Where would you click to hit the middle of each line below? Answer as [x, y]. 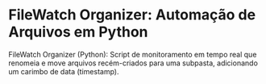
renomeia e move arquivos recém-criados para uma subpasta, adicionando [133, 63]
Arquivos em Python [78, 32]
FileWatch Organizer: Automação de [132, 15]
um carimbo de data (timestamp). [64, 71]
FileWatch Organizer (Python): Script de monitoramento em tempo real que [133, 54]
